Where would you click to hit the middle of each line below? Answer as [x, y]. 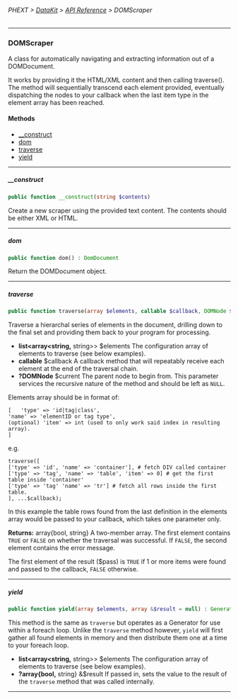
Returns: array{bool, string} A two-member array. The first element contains [119, 533]
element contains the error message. [62, 548]
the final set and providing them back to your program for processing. [109, 332]
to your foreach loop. [38, 645]
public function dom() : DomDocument [64, 258]
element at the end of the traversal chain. [78, 369]
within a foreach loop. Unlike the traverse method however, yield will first [115, 630]
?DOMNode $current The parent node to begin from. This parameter [118, 376]
